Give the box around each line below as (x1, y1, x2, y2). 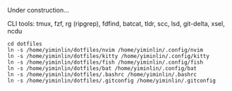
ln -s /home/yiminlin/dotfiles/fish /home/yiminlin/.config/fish (7, 59, 203, 66)
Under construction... (7, 6, 69, 14)
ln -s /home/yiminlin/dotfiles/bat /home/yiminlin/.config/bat (7, 65, 197, 72)
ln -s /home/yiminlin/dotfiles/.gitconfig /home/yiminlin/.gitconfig (7, 77, 216, 84)
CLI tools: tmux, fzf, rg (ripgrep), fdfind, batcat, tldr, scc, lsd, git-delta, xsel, (7, 20, 226, 27)
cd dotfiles (7, 41, 42, 48)
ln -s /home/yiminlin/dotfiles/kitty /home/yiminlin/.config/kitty (7, 52, 210, 59)
